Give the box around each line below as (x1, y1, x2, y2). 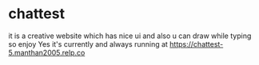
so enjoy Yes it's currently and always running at (8, 39, 168, 48)
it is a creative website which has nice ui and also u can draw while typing (8, 31, 252, 40)
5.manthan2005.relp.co (8, 48, 86, 57)
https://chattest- (169, 39, 224, 48)
